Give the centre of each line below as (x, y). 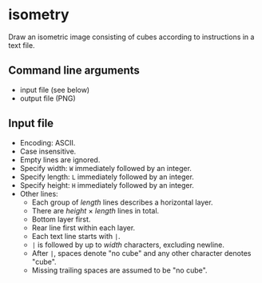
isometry (39, 15)
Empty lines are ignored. (60, 159)
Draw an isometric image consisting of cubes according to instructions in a (131, 37)
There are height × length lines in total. (95, 210)
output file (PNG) (48, 98)
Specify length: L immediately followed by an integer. (107, 177)
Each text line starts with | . (76, 236)
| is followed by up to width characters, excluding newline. (128, 245)
